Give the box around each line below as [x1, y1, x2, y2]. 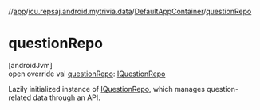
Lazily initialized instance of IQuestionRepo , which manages [8, 84, 206, 93]
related [8, 93, 32, 102]
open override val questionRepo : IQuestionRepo [8, 69, 166, 78]
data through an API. [33, 93, 101, 102]
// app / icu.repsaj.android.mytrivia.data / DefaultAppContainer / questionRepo [8, 7, 252, 16]
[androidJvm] [8, 60, 53, 70]
